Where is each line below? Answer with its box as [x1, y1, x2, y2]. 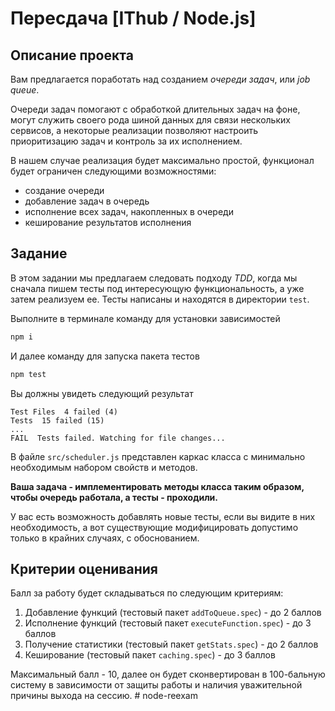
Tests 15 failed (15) [10, 415, 105, 426]
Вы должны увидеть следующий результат [10, 387, 194, 399]
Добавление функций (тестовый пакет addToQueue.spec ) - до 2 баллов [24, 607, 322, 619]
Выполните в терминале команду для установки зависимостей [10, 312, 281, 324]
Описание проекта [10, 47, 134, 64]
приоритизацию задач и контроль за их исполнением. [10, 135, 243, 147]
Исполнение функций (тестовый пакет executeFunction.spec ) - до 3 [24, 617, 312, 629]
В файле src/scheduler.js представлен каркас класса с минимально [10, 450, 306, 462]
